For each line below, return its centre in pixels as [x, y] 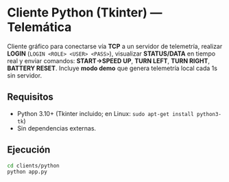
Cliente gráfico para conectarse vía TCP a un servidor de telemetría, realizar [115, 46]
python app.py [27, 172]
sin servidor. [25, 75]
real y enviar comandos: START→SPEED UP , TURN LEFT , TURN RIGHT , [109, 60]
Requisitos [30, 97]
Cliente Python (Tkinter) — [85, 13]
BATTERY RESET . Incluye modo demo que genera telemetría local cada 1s [112, 68]
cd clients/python [33, 166]
